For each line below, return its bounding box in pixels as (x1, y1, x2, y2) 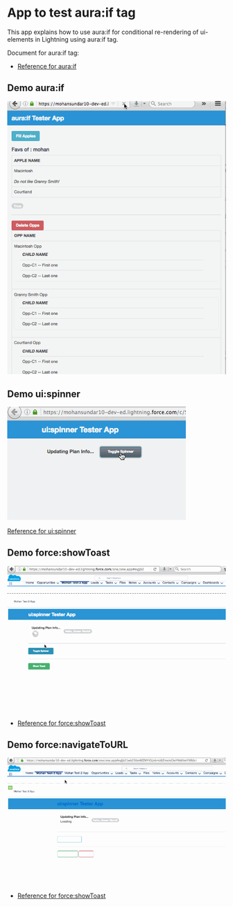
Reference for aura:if (17, 62, 77, 70)
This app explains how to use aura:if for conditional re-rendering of (7, 28, 199, 36)
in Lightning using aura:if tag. (35, 35, 119, 43)
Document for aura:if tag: (7, 49, 80, 57)
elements (7, 35, 34, 43)
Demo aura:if (7, 82, 64, 94)
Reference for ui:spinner (7, 527, 76, 535)
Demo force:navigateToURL (7, 739, 128, 751)
